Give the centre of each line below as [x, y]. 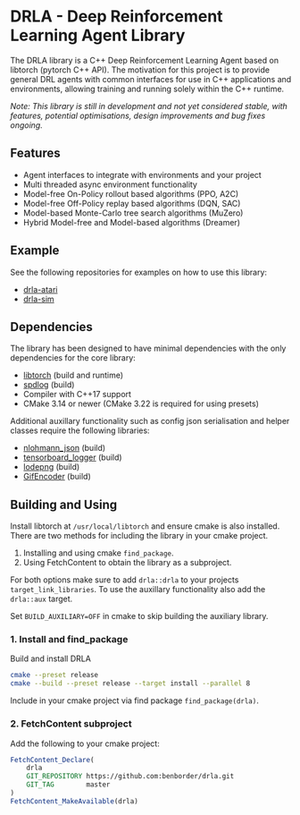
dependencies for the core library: [73, 358]
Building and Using [64, 504]
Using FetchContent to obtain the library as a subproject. [127, 563]
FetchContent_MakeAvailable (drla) [75, 801]
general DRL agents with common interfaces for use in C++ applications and [151, 79]
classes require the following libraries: [80, 430]
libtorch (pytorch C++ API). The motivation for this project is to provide [140, 70]
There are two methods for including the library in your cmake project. [139, 536]
